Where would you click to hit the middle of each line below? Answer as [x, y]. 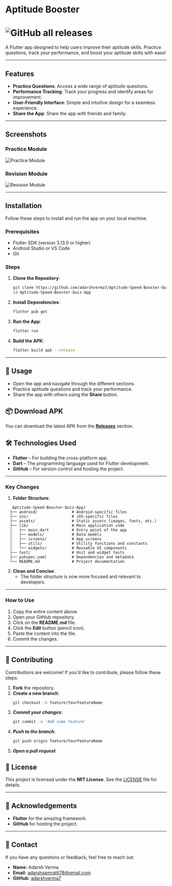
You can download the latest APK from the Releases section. [70, 426]
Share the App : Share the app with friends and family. [70, 113]
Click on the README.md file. [44, 622]
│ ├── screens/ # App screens [56, 539]
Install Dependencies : [36, 303]
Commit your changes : [38, 712]
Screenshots [26, 135]
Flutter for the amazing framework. [50, 818]
